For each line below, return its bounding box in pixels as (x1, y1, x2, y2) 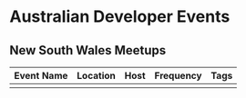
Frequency (154, 70, 202, 82)
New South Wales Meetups (9, 43, 167, 58)
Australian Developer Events (9, 6, 231, 27)
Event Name (14, 70, 68, 82)
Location (77, 70, 116, 82)
